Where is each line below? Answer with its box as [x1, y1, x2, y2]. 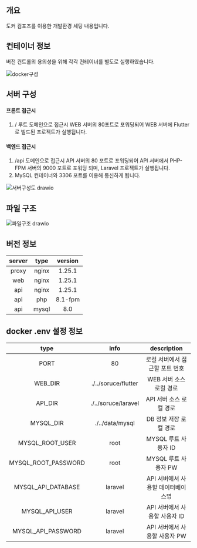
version [56, 257, 79, 265]
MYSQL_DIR [30, 419, 64, 427]
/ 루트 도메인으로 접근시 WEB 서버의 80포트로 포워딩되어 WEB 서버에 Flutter [14, 121, 189, 128]
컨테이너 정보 [6, 41, 51, 51]
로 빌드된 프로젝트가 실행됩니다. [14, 128, 87, 135]
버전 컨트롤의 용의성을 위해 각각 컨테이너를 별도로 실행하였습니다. [6, 58, 155, 65]
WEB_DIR [34, 379, 60, 387]
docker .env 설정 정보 [6, 326, 83, 337]
